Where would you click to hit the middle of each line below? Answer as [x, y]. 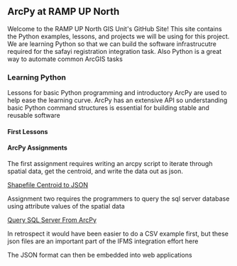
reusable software [34, 116]
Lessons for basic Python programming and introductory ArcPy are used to [117, 93]
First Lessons [28, 131]
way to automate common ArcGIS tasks [65, 59]
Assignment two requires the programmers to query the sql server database [118, 199]
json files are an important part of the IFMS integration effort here [103, 241]
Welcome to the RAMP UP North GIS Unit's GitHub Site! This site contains [115, 28]
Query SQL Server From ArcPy [52, 220]
